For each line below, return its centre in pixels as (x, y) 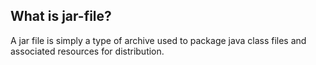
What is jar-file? (61, 16)
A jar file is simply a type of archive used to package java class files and (158, 40)
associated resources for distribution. (87, 51)
